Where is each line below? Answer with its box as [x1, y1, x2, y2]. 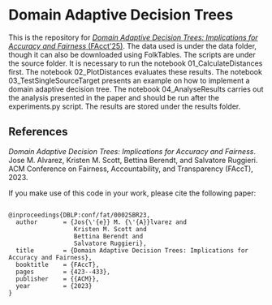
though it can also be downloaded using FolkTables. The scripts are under [8, 49, 256, 59]
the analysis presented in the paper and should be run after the [8, 92, 219, 102]
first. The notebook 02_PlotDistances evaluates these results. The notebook [8, 67, 262, 76]
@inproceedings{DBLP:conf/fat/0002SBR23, [8, 211, 151, 219]
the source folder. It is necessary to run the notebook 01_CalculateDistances [8, 58, 263, 68]
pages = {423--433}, [15, 268, 111, 276]
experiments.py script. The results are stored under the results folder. [8, 101, 241, 111]
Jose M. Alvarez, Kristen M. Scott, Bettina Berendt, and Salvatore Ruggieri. [8, 155, 258, 165]
